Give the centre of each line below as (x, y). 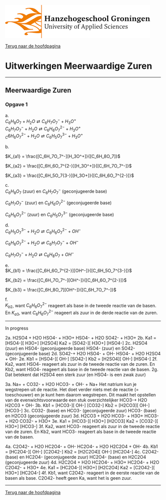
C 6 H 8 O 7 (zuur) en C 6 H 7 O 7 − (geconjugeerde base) (56, 191)
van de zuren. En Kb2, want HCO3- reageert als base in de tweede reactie (81, 432)
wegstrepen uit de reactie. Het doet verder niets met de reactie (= (72, 389)
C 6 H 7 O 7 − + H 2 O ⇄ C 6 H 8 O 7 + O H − (40, 255)
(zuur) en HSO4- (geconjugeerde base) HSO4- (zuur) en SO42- (70, 348)
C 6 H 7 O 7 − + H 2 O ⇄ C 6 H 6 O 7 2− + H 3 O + (43, 129)
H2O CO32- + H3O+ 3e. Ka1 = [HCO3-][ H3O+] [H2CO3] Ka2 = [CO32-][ (83, 421)
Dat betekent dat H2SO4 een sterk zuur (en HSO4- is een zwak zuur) (76, 375)
